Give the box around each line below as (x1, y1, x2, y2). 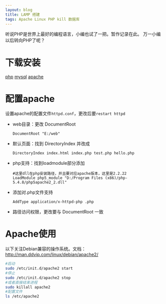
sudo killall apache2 (5, 284, 51, 289)
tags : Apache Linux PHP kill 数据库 (5, 17, 80, 22)
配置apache (5, 93, 55, 105)
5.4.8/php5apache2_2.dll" (12, 180, 67, 185)
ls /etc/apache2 (5, 294, 39, 299)
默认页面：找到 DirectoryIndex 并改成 (12, 141, 90, 147)
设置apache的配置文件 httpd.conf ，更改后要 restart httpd (5, 111, 126, 117)
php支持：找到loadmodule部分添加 (12, 160, 85, 166)
